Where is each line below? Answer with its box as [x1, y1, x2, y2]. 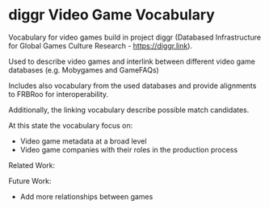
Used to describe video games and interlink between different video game [8, 56, 256, 66]
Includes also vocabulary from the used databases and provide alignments [8, 81, 257, 90]
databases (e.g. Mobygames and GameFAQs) [8, 65, 159, 74]
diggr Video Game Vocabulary [8, 6, 216, 24]
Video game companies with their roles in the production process [19, 144, 238, 154]
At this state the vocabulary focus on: [8, 120, 133, 130]
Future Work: [8, 176, 52, 186]
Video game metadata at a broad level [19, 136, 147, 146]
